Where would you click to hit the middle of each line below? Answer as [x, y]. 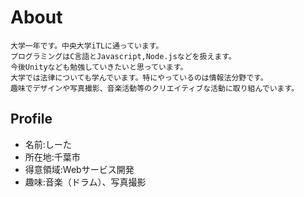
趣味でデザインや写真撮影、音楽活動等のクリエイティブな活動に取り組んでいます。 [153, 88]
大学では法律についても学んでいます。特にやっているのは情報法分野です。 [139, 77]
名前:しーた [48, 144]
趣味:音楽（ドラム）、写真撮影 [85, 182]
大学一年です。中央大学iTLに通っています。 [87, 46]
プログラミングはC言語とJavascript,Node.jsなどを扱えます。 [123, 56]
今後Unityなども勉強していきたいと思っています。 [99, 67]
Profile [31, 119]
